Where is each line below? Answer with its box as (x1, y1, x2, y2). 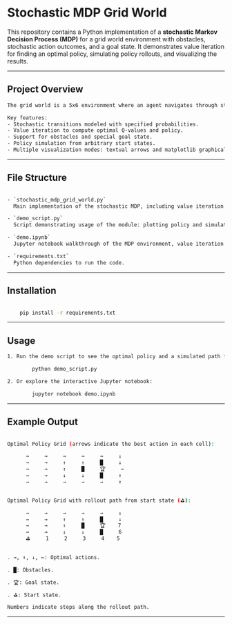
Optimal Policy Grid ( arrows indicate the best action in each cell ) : (7, 440, 215, 447)
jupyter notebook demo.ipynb (32, 390, 116, 398)
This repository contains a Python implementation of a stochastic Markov (7, 28, 217, 36)
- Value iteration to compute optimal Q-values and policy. (7, 127, 184, 134)
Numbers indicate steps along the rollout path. (7, 604, 150, 611)
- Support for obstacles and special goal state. (7, 133, 153, 141)
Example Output (7, 416, 78, 428)
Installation (7, 285, 57, 297)
